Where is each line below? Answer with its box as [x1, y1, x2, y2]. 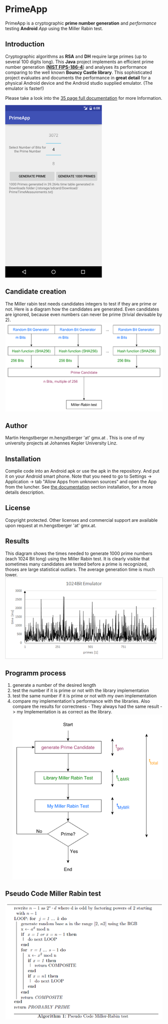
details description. [5, 489, 45, 495]
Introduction [5, 40, 45, 49]
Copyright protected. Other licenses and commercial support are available [5, 517, 158, 523]
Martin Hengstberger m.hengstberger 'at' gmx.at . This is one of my [5, 435, 145, 441]
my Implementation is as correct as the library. [16, 709, 112, 715]
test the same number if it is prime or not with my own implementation [12, 693, 157, 699]
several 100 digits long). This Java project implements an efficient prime [5, 59, 154, 65]
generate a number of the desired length [12, 682, 96, 688]
